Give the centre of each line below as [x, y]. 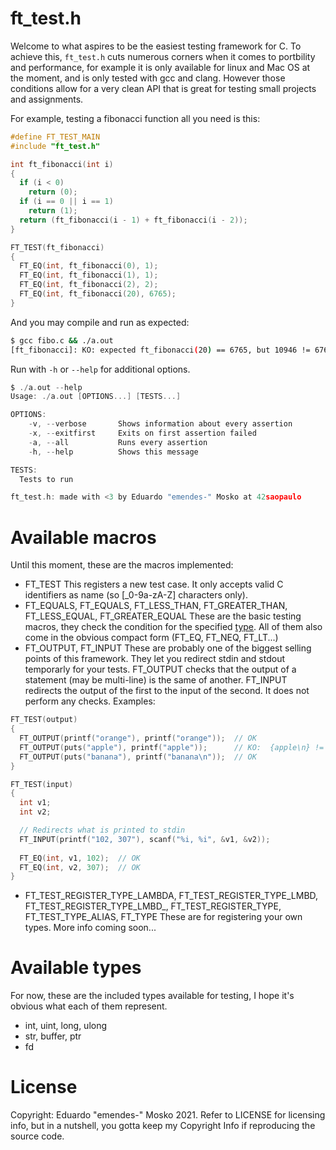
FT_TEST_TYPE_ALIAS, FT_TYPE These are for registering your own [163, 917]
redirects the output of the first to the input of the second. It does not [167, 691]
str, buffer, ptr [53, 1036]
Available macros [83, 537]
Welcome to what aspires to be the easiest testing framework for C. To [156, 46]
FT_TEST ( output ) [44, 720]
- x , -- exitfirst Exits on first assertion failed [142, 433]
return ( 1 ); [53, 211]
